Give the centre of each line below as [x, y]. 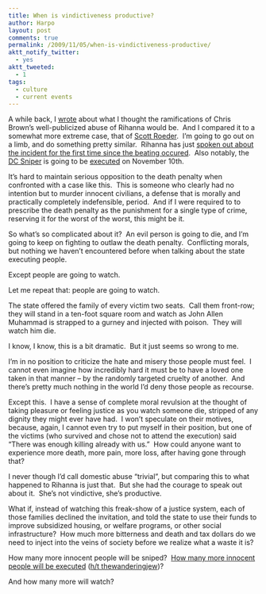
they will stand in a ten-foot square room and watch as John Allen [116, 314]
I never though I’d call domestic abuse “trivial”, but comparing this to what [129, 477]
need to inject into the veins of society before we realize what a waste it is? [131, 542]
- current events [44, 97]
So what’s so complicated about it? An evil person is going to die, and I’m [128, 234]
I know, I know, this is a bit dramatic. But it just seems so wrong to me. [124, 347]
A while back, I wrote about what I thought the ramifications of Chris [120, 119]
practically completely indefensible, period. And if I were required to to [124, 202]
